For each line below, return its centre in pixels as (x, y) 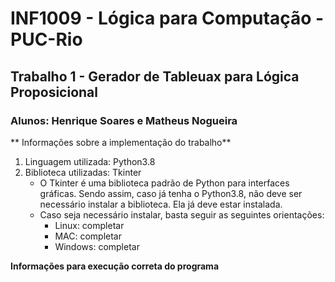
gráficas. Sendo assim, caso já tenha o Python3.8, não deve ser (171, 193)
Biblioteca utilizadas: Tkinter (83, 172)
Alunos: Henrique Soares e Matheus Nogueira (124, 120)
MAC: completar (88, 236)
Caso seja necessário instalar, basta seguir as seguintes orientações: (182, 214)
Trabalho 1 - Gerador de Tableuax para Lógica (155, 76)
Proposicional (54, 92)
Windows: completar (97, 246)
